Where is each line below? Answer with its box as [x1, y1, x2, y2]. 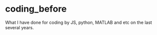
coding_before [5, 3, 67, 15]
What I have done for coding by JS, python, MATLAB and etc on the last [5, 19, 153, 25]
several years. [5, 24, 34, 30]
